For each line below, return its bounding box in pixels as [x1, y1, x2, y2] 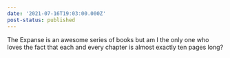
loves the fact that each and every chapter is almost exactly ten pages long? [7, 43, 224, 51]
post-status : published [7, 17, 76, 23]
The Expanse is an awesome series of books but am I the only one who [7, 35, 209, 43]
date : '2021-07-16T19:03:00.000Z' [7, 10, 107, 17]
